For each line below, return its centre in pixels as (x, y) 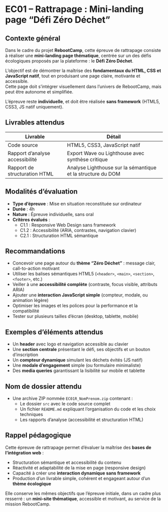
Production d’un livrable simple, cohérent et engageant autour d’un (81, 478)
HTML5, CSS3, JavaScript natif (103, 145)
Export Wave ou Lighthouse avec (105, 153)
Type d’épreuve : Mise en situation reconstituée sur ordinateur (77, 203)
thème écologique (32, 483)
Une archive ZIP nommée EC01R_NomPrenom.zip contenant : (72, 398)
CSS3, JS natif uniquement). (34, 107)
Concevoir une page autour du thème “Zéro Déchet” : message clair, (84, 263)
